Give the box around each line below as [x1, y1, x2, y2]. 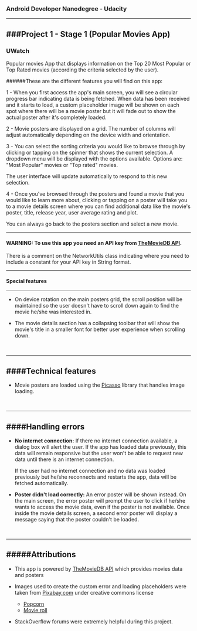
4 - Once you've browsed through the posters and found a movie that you [6, 190, 185, 197]
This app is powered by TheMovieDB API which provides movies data [14, 565, 183, 572]
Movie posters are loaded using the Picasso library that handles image [14, 381, 185, 388]
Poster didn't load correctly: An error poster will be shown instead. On [14, 491, 186, 498]
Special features [6, 277, 47, 284]
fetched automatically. [14, 480, 69, 487]
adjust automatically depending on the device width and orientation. [6, 131, 171, 138]
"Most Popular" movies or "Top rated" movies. [6, 161, 118, 168]
